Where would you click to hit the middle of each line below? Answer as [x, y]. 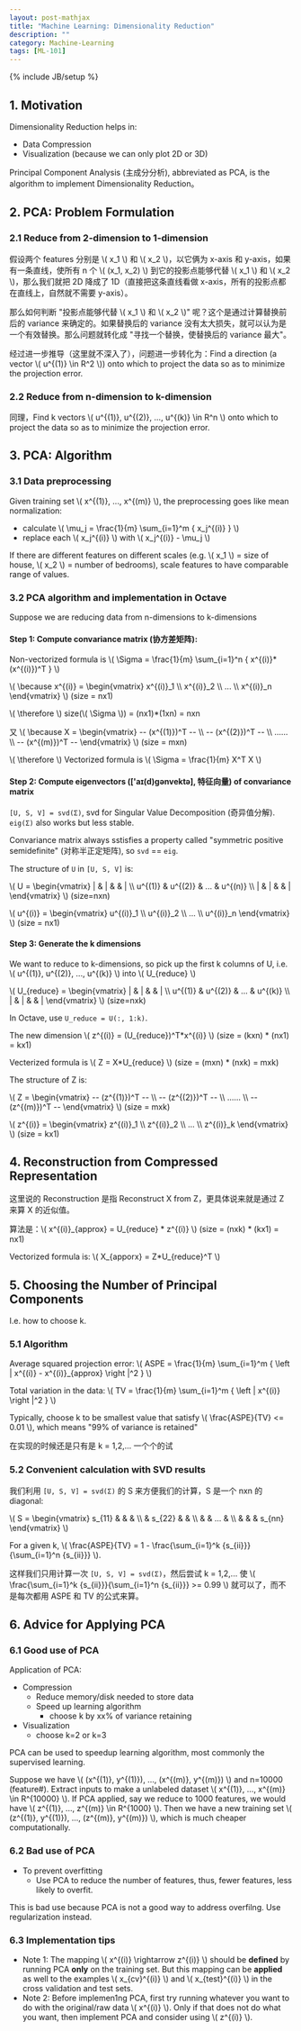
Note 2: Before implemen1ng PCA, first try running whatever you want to [156, 1998]
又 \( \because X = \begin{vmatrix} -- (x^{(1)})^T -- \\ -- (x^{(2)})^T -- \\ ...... [149, 732]
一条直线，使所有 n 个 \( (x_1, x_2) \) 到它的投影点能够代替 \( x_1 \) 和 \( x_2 [154, 270]
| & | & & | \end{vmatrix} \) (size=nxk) [78, 1000]
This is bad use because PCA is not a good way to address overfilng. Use [145, 1907]
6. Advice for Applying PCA [88, 1625]
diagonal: [27, 1501]
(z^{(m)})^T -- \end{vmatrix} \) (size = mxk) [90, 1106]
